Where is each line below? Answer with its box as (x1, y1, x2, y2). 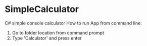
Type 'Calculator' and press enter (12, 35, 82, 41)
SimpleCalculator (5, 3, 79, 15)
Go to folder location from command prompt (12, 29, 105, 35)
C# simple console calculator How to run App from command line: (5, 20, 142, 26)
